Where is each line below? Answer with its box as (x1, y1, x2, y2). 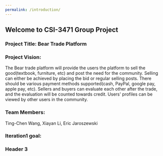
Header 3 (5, 146, 28, 153)
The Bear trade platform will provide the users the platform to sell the (5, 65, 146, 71)
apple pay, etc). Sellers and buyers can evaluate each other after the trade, (5, 86, 158, 92)
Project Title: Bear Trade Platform (5, 40, 87, 47)
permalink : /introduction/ (5, 7, 61, 12)
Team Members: (5, 109, 45, 116)
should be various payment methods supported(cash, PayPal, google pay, (5, 81, 156, 87)
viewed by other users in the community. (5, 97, 88, 103)
